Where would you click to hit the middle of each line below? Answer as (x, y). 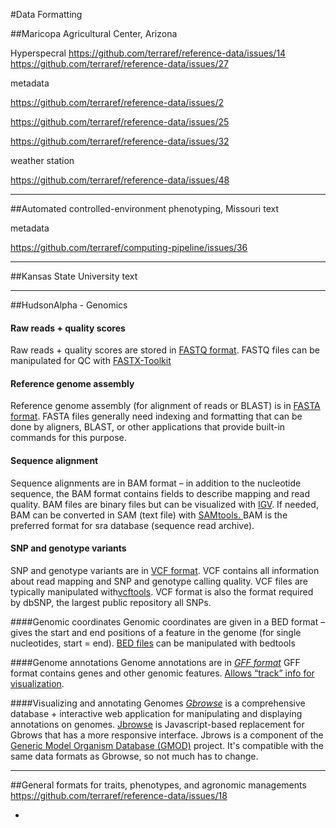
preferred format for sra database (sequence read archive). (132, 525)
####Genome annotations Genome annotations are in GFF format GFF (155, 662)
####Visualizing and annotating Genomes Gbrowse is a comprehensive (158, 703)
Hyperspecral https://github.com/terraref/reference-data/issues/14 (148, 53)
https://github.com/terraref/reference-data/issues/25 (120, 122)
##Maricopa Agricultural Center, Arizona (94, 33)
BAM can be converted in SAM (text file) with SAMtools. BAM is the (149, 515)
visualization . (37, 683)
